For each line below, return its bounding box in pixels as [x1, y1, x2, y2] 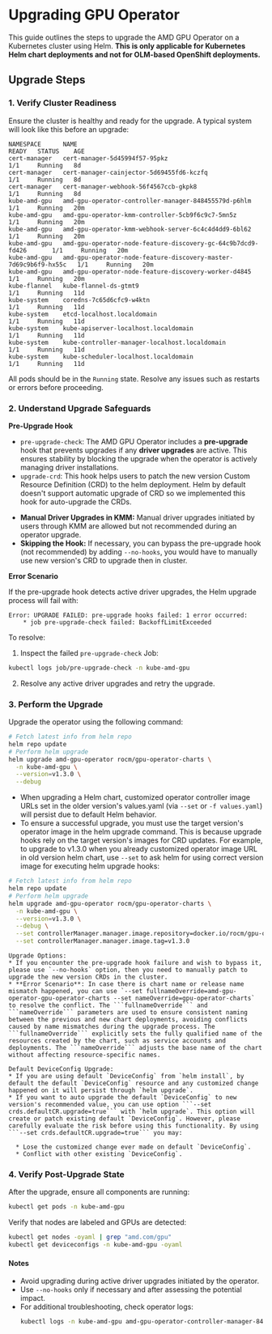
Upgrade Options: [8, 952, 67, 960]
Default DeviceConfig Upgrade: [8, 1065, 114, 1073]
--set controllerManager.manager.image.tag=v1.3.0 [15, 937, 190, 945]
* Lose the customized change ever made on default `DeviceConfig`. [15, 1143, 252, 1151]
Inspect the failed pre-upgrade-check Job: [19, 648, 159, 657]
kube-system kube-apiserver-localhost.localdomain [8, 324, 194, 333]
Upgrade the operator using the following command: [8, 717, 184, 727]
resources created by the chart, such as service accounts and [8, 1037, 227, 1045]
